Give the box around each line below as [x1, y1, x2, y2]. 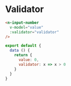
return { [14, 53, 32, 58]
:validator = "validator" [9, 29, 59, 35]
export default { [5, 43, 41, 48]
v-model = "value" [9, 25, 43, 30]
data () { [9, 48, 30, 53]
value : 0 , [18, 57, 39, 62]
